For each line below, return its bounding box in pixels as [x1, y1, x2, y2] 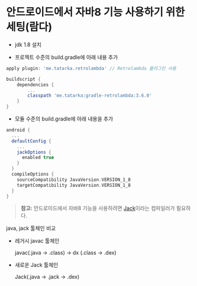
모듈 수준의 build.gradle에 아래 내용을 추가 [14, 115, 114, 122]
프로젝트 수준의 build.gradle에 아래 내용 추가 [14, 53, 118, 61]
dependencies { [17, 81, 54, 88]
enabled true [21, 155, 54, 161]
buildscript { [6, 76, 41, 82]
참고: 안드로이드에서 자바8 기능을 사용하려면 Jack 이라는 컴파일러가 [20, 205, 176, 212]
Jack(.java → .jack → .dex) [14, 274, 80, 281]
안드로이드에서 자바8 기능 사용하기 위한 [6, 5, 185, 19]
